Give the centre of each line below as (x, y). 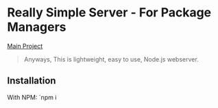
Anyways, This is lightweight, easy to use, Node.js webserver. (111, 59)
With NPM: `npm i (32, 97)
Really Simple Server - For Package (109, 13)
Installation (32, 81)
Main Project (25, 46)
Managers (37, 27)
